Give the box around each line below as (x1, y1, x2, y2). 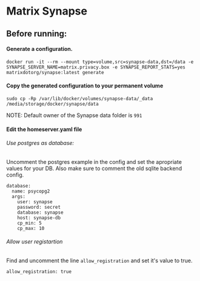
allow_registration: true (6, 268, 72, 274)
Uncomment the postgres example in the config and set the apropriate (6, 158, 182, 165)
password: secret (17, 204, 61, 210)
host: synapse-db (17, 214, 61, 221)
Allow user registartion (6, 238, 63, 245)
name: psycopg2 (12, 188, 50, 194)
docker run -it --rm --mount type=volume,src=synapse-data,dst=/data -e (6, 59, 194, 65)
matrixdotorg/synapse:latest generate (6, 69, 104, 75)
